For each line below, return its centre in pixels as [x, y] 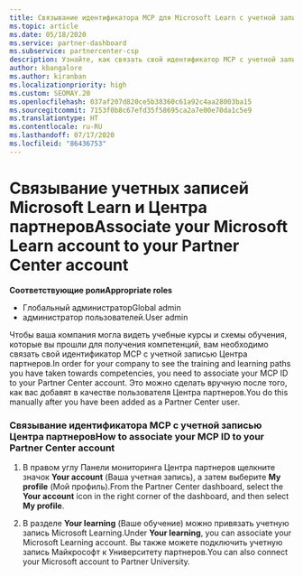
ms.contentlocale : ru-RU [56, 127]
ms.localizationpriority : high [68, 85]
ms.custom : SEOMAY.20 [50, 93]
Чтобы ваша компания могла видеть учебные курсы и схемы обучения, [148, 334]
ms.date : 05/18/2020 [48, 34]
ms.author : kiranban [48, 77]
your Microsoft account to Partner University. [106, 562]
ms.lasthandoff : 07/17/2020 [62, 135]
